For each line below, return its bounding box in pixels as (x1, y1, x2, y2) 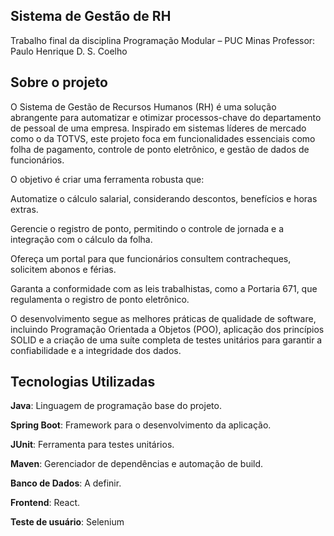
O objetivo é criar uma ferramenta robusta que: (10, 173, 205, 185)
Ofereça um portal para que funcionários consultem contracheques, (10, 252, 292, 264)
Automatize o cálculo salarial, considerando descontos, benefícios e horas (10, 192, 318, 204)
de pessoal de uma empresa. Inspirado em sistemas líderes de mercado (10, 122, 307, 134)
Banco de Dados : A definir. (10, 477, 122, 489)
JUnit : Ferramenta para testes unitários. (10, 439, 175, 451)
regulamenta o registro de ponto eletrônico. (10, 293, 190, 305)
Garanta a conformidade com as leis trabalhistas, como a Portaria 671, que (10, 282, 318, 294)
